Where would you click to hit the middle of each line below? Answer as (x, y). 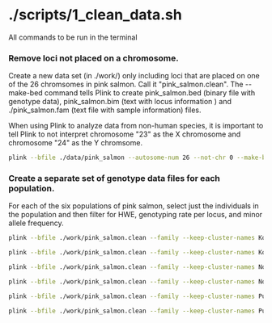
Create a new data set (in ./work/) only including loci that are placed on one (134, 76)
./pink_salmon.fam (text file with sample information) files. (105, 110)
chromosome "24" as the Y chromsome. (76, 143)
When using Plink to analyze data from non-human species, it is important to (136, 126)
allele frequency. (36, 223)
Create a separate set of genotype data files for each (114, 178)
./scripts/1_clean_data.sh (95, 15)
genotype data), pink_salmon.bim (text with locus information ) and (120, 102)
